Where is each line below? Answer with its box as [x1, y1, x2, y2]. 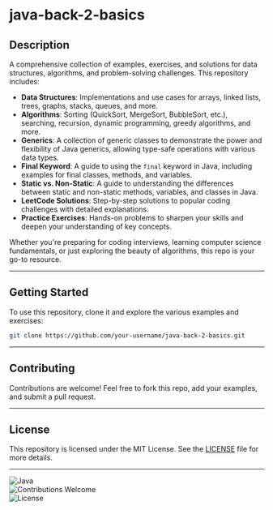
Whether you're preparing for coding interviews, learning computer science [9, 238, 262, 246]
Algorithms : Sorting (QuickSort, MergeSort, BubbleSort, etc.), [20, 109, 228, 119]
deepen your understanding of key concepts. [20, 221, 173, 231]
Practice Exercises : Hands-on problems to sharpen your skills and [20, 213, 244, 222]
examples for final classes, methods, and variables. [20, 170, 193, 179]
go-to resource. [9, 255, 62, 264]
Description [9, 38, 70, 52]
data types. [20, 152, 59, 162]
